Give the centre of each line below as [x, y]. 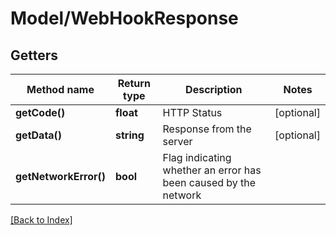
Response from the [207, 129]
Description [214, 89]
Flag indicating [197, 157]
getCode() [40, 112]
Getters [34, 55]
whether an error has [212, 170]
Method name [60, 89]
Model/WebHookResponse [124, 18]
